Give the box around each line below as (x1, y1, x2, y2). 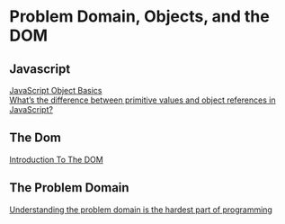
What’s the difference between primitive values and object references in (9, 94, 276, 105)
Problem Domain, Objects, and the (9, 6, 270, 27)
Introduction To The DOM (9, 154, 103, 165)
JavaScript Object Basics (9, 85, 102, 95)
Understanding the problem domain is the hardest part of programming (9, 204, 272, 215)
